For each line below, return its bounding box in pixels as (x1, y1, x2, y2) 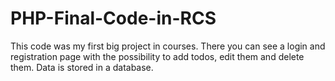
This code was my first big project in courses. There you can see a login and (10, 40, 326, 52)
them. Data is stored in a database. (10, 61, 154, 73)
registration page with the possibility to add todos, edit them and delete (10, 50, 305, 62)
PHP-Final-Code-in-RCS (10, 7, 217, 30)
